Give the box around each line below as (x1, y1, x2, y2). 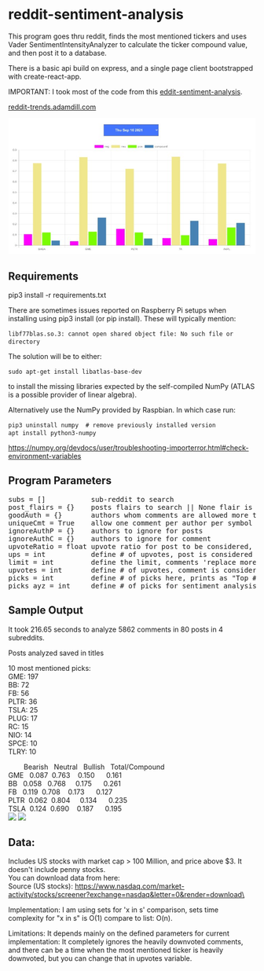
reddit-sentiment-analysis (8, 5, 184, 24)
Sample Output (8, 603, 84, 617)
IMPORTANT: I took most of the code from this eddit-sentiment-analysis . (8, 86, 243, 96)
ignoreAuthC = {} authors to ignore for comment (8, 534, 212, 543)
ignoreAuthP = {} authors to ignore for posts (8, 526, 203, 535)
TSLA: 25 (8, 705, 38, 714)
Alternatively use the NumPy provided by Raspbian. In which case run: (8, 405, 236, 414)
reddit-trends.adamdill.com (8, 102, 97, 112)
